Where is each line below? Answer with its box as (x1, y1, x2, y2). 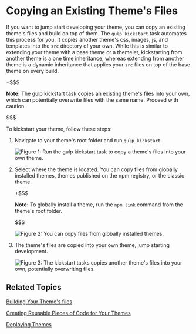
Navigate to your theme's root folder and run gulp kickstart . (14, 136, 163, 143)
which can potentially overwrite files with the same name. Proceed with (6, 96, 179, 103)
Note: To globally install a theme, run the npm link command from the (14, 201, 183, 208)
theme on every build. (6, 67, 59, 74)
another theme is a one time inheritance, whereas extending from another (6, 55, 185, 62)
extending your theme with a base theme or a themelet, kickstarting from (6, 48, 183, 55)
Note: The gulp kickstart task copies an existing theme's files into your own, (6, 90, 190, 97)
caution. (6, 102, 26, 109)
